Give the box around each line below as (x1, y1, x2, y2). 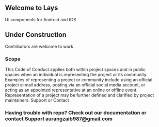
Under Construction (5, 31, 66, 39)
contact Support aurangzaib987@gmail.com (5, 115, 113, 122)
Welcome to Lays (5, 4, 58, 12)
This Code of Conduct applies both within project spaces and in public (5, 66, 146, 72)
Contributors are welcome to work (5, 43, 74, 49)
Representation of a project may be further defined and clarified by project (5, 92, 154, 98)
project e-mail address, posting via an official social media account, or (5, 82, 145, 87)
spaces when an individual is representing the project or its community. (5, 71, 148, 77)
